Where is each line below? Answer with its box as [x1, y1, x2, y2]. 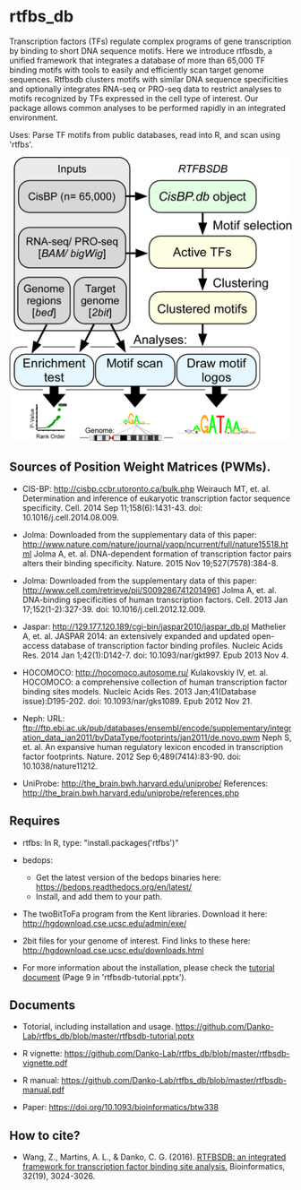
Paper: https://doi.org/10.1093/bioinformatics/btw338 [21, 1102, 219, 1113]
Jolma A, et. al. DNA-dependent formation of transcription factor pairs [33, 548, 293, 559]
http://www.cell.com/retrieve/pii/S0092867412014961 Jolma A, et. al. [21, 584, 278, 595]
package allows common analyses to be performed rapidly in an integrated [9, 102, 287, 113]
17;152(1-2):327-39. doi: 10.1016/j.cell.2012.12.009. [21, 603, 206, 615]
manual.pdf [21, 1084, 65, 1095]
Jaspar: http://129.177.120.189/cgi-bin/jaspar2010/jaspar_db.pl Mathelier [21, 621, 287, 632]
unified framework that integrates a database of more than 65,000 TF [9, 55, 266, 65]
